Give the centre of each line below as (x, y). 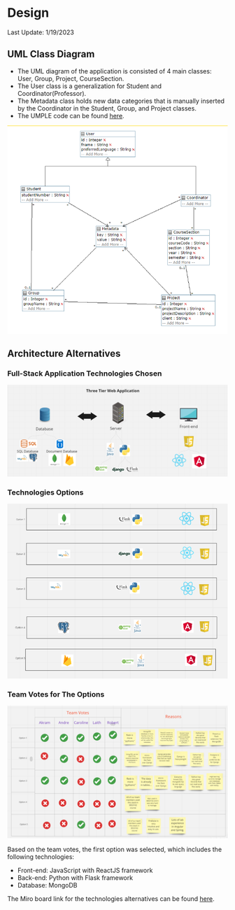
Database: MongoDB (47, 885)
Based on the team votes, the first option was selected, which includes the (115, 849)
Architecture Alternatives (64, 354)
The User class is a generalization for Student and (90, 86)
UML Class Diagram (51, 54)
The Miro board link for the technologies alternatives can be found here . (111, 898)
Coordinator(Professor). (52, 93)
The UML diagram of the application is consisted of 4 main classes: (114, 71)
